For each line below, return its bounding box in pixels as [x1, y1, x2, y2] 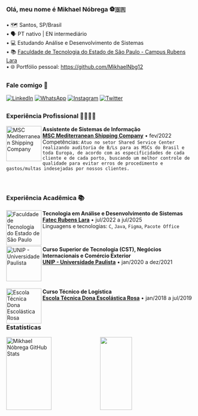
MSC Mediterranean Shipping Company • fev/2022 [42, 132, 172, 139]
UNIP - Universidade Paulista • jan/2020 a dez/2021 [42, 258, 173, 265]
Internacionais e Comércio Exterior [42, 252, 132, 259]
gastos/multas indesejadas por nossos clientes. [6, 165, 130, 172]
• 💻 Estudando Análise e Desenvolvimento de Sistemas [6, 40, 144, 47]
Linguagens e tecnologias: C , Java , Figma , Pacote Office [42, 222, 179, 229]
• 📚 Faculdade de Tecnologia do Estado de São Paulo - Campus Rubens [6, 48, 186, 56]
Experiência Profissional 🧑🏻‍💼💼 [6, 112, 96, 120]
